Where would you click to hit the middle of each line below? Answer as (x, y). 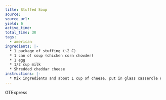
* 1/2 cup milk (25, 65)
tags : (11, 37)
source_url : (17, 19)
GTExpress (16, 92)
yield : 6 (14, 23)
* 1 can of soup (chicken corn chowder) (52, 55)
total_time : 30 (21, 33)
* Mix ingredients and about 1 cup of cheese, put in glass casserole (84, 78)
